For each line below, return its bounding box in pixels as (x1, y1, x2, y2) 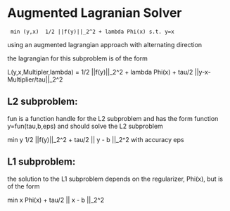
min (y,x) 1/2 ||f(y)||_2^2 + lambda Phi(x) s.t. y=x (10, 28, 174, 35)
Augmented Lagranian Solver (7, 5, 182, 21)
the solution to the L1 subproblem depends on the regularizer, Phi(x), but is (7, 174, 224, 183)
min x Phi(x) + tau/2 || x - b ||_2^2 (7, 196, 104, 204)
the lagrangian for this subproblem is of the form (7, 54, 148, 63)
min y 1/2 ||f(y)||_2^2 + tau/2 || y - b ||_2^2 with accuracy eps (7, 135, 184, 143)
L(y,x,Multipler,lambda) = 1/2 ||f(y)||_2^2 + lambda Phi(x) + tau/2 (7, 68, 193, 76)
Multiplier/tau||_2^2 (7, 75, 63, 84)
